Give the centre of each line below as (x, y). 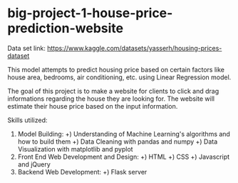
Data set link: (27, 48)
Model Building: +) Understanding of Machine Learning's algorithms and (124, 134)
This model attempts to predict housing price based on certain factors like (116, 69)
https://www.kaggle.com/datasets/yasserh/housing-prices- (135, 48)
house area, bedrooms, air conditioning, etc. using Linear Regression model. (119, 77)
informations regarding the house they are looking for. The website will (111, 99)
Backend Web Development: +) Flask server (82, 172)
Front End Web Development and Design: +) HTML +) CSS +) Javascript (124, 157)
